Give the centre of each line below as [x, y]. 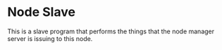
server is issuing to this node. [50, 38]
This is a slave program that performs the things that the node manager [111, 31]
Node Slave [42, 12]
